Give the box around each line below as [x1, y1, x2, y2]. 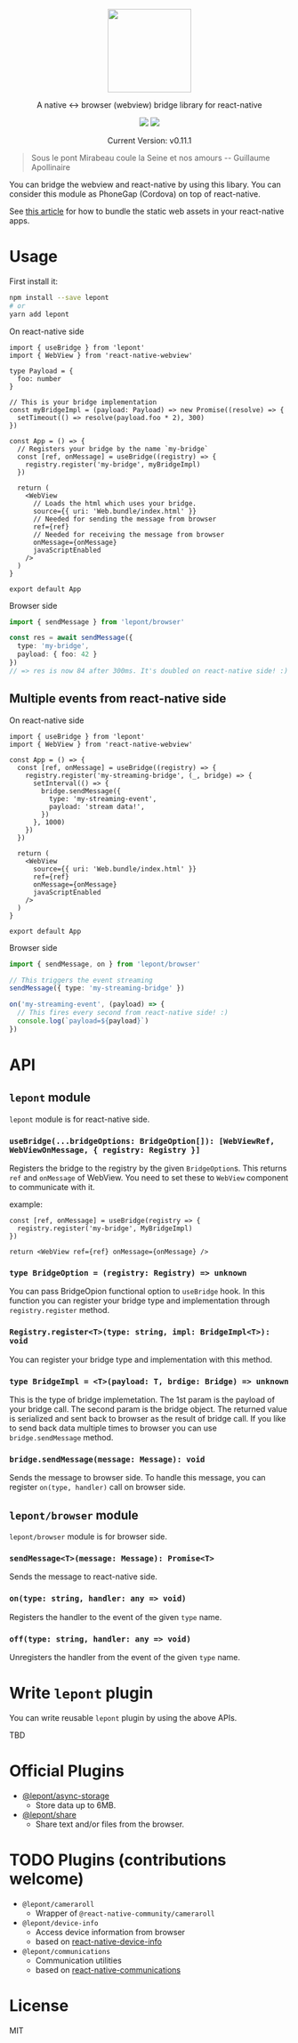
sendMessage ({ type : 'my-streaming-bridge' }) [9, 984, 185, 993]
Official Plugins [9, 1761, 125, 1781]
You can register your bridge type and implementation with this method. [9, 1354, 273, 1365]
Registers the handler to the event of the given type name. [9, 1611, 222, 1622]
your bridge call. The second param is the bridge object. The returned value [9, 1403, 287, 1415]
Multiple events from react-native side [9, 691, 227, 707]
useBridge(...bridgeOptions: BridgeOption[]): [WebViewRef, [9, 1136, 276, 1146]
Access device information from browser [35, 1926, 185, 1937]
